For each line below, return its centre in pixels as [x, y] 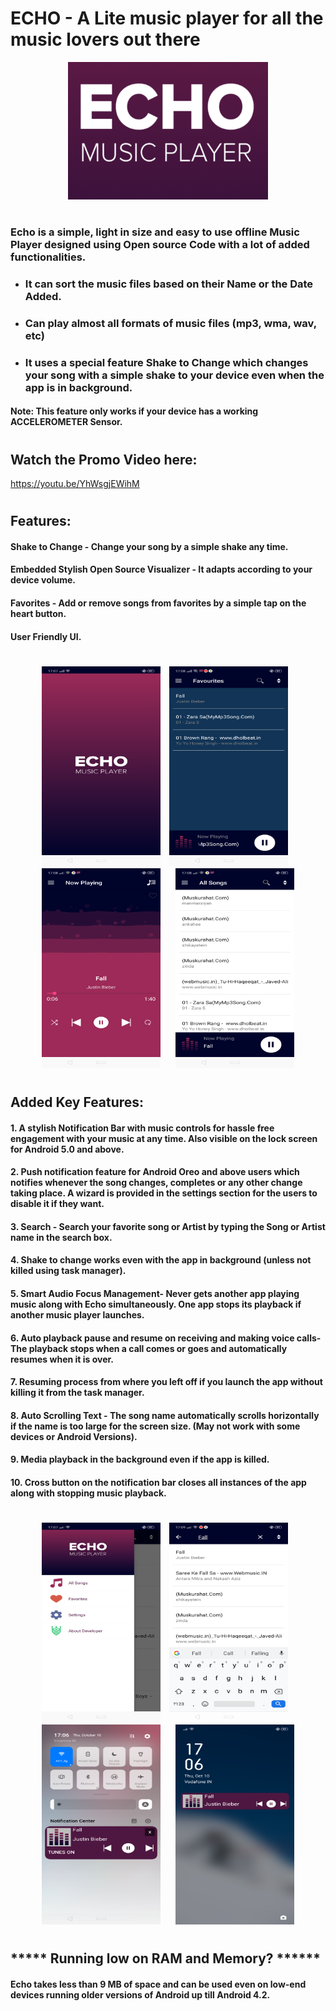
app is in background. [78, 387]
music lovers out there [105, 39]
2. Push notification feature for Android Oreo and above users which [155, 1172]
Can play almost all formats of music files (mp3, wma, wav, [170, 323]
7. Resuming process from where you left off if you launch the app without [166, 1382]
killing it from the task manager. [77, 1393]
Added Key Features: [77, 1102]
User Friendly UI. [46, 636]
